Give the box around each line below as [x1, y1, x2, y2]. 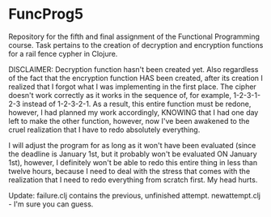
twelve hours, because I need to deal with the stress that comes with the [8, 166, 251, 176]
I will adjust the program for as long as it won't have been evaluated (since [8, 140, 256, 150]
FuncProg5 [8, 5, 83, 23]
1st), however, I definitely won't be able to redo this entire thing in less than [8, 157, 257, 167]
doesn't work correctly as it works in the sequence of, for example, [8, 90, 232, 100]
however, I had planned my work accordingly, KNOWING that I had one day [8, 107, 259, 117]
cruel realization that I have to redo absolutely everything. [8, 125, 201, 134]
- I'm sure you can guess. [8, 199, 94, 209]
